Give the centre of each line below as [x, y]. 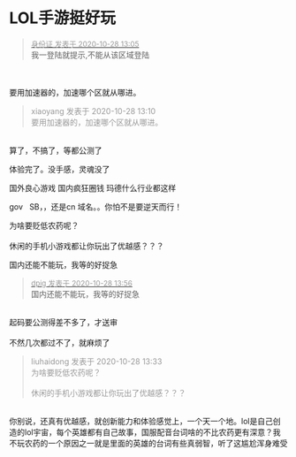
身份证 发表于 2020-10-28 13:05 [85, 44]
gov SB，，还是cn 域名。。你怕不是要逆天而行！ [96, 206]
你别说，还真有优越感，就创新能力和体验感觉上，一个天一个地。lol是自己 [141, 421]
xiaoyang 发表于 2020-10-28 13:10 [93, 110]
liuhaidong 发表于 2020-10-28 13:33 [96, 361]
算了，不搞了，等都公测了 [56, 150]
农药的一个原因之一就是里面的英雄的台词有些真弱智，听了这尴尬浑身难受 [156, 443]
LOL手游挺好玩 [63, 18]
